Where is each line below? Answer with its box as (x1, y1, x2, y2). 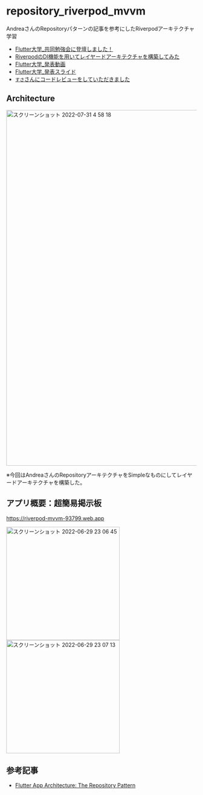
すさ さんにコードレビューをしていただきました (14, 76, 130, 83)
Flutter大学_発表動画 (14, 60, 66, 68)
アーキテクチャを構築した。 (16, 478, 86, 486)
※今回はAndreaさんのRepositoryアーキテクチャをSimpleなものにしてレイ (6, 471, 187, 478)
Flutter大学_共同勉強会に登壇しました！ (14, 45, 114, 53)
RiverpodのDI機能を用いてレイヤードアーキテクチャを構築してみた (14, 53, 180, 60)
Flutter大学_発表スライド (14, 68, 77, 75)
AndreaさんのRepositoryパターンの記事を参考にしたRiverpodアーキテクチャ (6, 25, 195, 32)
